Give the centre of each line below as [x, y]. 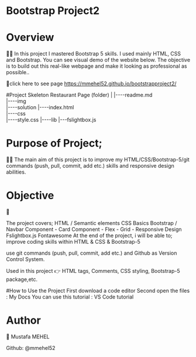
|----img [16, 101]
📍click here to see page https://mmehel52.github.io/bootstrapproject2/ [91, 84]
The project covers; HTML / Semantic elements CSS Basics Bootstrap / [92, 223]
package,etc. [22, 279]
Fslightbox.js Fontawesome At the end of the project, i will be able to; [89, 235]
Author [23, 320]
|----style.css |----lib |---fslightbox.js [51, 120]
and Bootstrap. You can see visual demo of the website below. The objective [98, 60]
